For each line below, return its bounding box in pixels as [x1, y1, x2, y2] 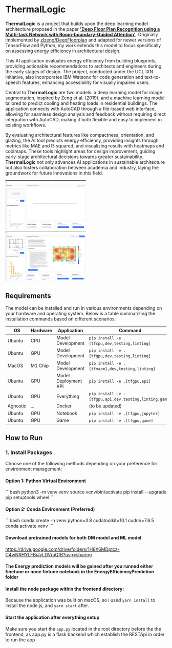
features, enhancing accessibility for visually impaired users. [22, 79, 150, 85]
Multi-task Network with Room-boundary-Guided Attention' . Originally [5, 31, 158, 37]
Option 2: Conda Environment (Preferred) [5, 506, 95, 512]
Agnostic [7, 403, 27, 409]
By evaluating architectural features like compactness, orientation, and [5, 132, 155, 138]
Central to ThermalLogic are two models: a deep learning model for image [5, 89, 163, 95]
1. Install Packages [5, 449, 52, 456]
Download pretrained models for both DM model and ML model [5, 534, 142, 541]
